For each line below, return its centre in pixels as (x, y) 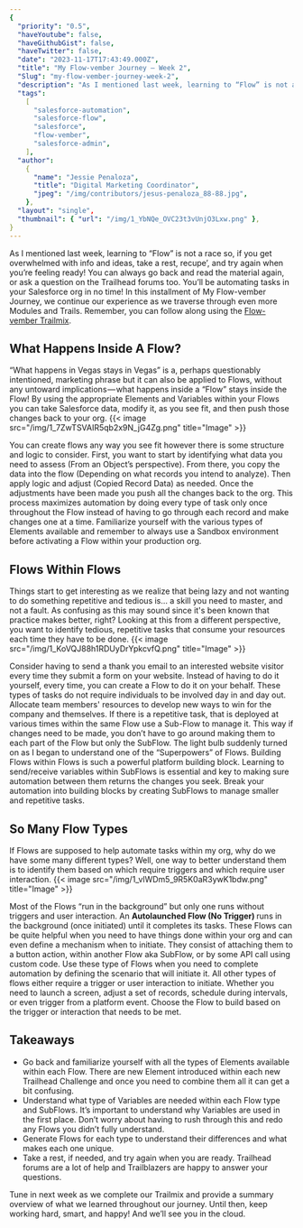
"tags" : (32, 93)
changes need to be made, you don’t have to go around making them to (142, 734)
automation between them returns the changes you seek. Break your (137, 781)
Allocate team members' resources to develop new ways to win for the (141, 705)
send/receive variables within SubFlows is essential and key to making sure (149, 771)
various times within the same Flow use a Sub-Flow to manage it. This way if (151, 724)
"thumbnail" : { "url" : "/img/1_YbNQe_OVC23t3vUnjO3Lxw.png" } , (138, 219)
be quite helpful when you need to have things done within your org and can (151, 935)
